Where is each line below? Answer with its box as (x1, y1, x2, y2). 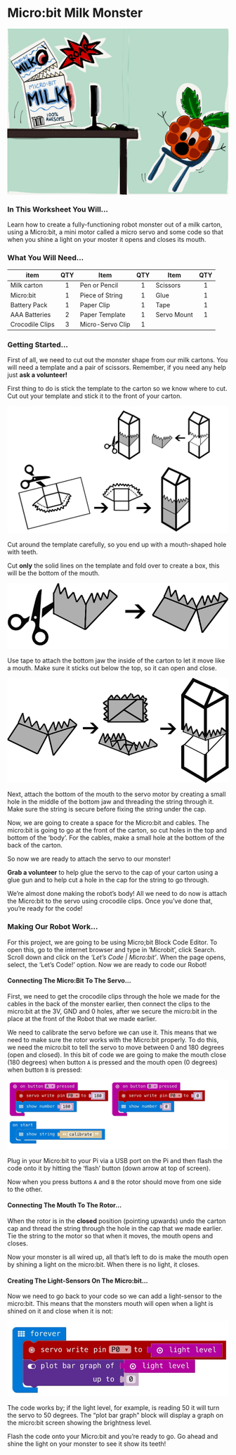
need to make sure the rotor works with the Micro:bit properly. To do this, (7, 1035, 219, 1044)
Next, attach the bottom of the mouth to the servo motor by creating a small (7, 790, 226, 799)
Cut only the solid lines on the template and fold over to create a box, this (7, 561, 220, 570)
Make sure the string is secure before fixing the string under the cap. (7, 805, 206, 814)
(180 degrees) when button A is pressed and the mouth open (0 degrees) (7, 1058, 218, 1066)
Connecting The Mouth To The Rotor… (7, 1201, 122, 1210)
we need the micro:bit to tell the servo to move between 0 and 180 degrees (7, 1043, 225, 1051)
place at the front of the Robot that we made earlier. (7, 1014, 157, 1023)
